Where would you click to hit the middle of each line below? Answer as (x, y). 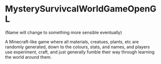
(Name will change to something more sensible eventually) (64, 32)
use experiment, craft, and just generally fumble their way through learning (80, 52)
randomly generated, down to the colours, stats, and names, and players (78, 47)
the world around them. (28, 57)
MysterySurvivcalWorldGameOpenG (81, 9)
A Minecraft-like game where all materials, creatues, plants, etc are (72, 41)
